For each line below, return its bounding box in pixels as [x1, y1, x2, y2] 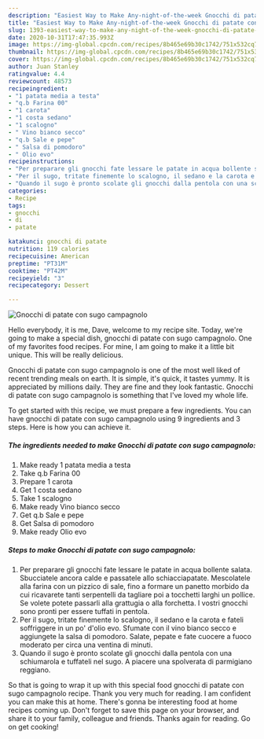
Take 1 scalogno [19, 494, 72, 503]
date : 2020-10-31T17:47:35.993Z [8, 33, 114, 42]
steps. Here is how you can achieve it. [8, 422, 131, 432]
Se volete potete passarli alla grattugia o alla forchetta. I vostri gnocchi [19, 598, 248, 608]
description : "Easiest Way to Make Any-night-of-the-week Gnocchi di [8, 11, 241, 20]
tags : [8, 201, 26, 209]
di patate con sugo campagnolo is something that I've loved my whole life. [8, 391, 249, 400]
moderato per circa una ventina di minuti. [19, 640, 153, 649]
